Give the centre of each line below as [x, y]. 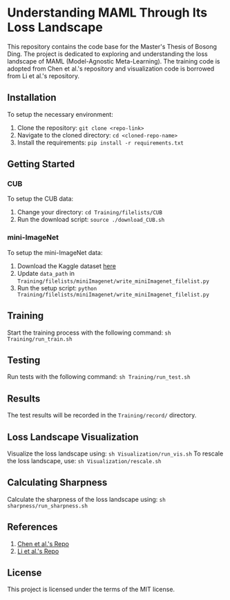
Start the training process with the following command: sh [89, 332]
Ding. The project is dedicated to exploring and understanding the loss [108, 54]
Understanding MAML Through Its [107, 13]
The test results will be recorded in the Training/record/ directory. [102, 415]
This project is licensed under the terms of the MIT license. [91, 590]
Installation [32, 98]
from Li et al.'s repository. [43, 76]
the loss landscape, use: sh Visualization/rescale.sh [84, 460]
